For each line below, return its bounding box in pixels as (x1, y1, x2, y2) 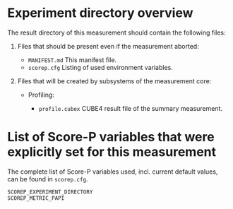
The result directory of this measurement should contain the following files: (7, 28, 226, 37)
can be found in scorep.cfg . (7, 174, 88, 183)
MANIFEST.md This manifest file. (28, 55, 117, 64)
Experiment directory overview (7, 5, 193, 21)
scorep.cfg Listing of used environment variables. (28, 63, 173, 71)
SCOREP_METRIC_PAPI (7, 194, 65, 202)
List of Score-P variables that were (7, 129, 215, 145)
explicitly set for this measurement (7, 144, 217, 160)
